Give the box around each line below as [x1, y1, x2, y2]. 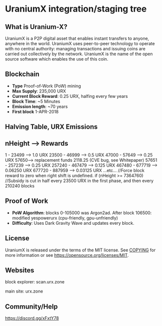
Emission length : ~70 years [12, 103, 68, 109]
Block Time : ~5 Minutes [12, 98, 61, 104]
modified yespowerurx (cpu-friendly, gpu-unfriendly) [12, 215, 118, 221]
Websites [5, 266, 34, 275]
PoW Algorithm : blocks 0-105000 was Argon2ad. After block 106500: [12, 210, 152, 216]
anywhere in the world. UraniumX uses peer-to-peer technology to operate [5, 41, 155, 47]
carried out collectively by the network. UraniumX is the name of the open [5, 51, 153, 57]
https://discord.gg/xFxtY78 [5, 315, 59, 321]
